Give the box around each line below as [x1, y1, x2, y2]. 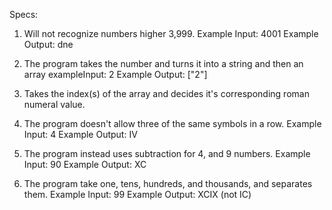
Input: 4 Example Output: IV [23, 129, 138, 140]
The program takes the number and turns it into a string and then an [23, 58, 304, 69]
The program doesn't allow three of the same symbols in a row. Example [23, 118, 322, 129]
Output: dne [23, 39, 74, 50]
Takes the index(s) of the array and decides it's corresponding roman [23, 88, 310, 99]
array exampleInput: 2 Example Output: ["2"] [23, 69, 208, 80]
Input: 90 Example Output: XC [23, 159, 147, 170]
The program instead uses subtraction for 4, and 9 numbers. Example [23, 148, 311, 159]
